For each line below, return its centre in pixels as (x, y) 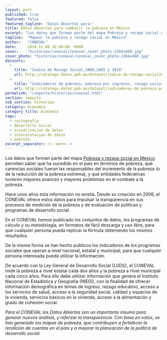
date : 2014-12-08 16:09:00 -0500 (44, 47)
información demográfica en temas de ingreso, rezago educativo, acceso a (82, 286)
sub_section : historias (30, 103)
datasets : (15, 61)
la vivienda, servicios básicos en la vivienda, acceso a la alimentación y (78, 297)
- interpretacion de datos (38, 135)
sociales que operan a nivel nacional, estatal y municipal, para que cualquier (83, 250)
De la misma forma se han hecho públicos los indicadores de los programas (83, 245)
